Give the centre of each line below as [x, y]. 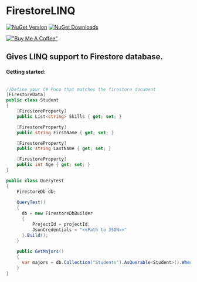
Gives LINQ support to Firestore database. [84, 57]
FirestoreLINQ [41, 11]
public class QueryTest [35, 181]
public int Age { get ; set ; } [54, 165]
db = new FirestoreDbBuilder [57, 213]
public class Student [33, 100]
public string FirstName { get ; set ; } [65, 132]
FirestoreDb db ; [37, 192]
